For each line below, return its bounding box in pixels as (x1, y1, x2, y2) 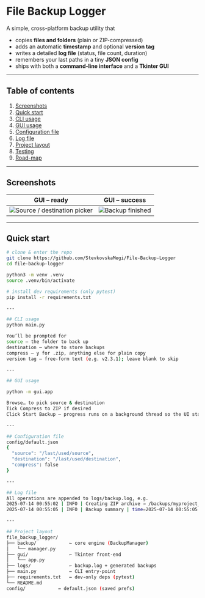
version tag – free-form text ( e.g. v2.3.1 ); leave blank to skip (6, 356, 179, 362)
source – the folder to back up (6, 339, 88, 345)
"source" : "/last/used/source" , (12, 451, 95, 457)
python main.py (6, 322, 45, 328)
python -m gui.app (6, 389, 53, 395)
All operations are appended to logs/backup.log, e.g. (6, 495, 149, 501)
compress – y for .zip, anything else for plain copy (6, 350, 146, 356)
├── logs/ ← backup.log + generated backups (6, 563, 157, 569)
